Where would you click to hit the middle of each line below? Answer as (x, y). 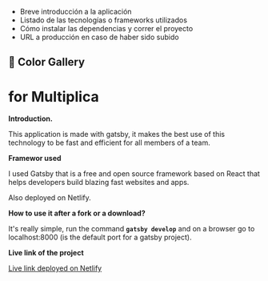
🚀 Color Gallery (47, 62)
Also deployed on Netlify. (50, 198)
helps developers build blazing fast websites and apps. (99, 183)
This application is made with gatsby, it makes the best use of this (117, 134)
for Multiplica (54, 96)
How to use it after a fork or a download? (77, 213)
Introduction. (31, 118)
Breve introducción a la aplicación (76, 12)
